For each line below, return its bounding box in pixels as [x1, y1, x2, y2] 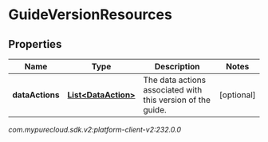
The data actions [143, 74, 206, 85]
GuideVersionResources [8, 6, 173, 24]
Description [154, 61, 200, 72]
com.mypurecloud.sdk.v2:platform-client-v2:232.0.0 [8, 125, 182, 134]
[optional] [219, 89, 256, 101]
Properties [8, 37, 62, 51]
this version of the [143, 94, 211, 105]
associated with [143, 85, 203, 95]
